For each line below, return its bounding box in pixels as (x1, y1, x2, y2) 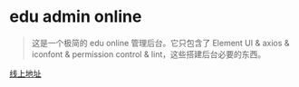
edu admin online (9, 6, 142, 27)
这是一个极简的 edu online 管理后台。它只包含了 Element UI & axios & (31, 37, 290, 48)
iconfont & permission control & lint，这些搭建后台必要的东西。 (31, 48, 266, 60)
